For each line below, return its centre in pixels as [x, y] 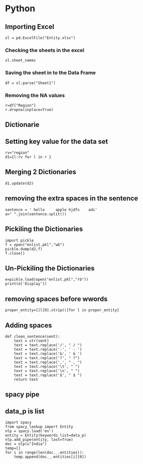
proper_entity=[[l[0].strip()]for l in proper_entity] [62, 310]
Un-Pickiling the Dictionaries [50, 268]
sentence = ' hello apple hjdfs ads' [51, 210]
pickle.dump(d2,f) [24, 249]
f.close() [15, 253]
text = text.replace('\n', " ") [47, 371]
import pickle [20, 240]
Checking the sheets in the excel [45, 50]
